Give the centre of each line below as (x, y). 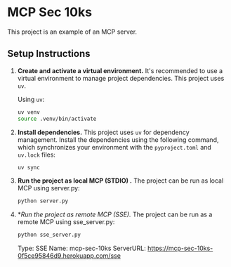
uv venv (28, 112)
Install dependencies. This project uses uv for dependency (103, 132)
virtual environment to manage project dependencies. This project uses (121, 78)
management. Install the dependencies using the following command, (118, 139)
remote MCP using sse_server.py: (66, 222)
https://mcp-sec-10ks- (180, 248)
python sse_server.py (49, 235)
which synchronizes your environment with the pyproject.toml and (114, 147)
